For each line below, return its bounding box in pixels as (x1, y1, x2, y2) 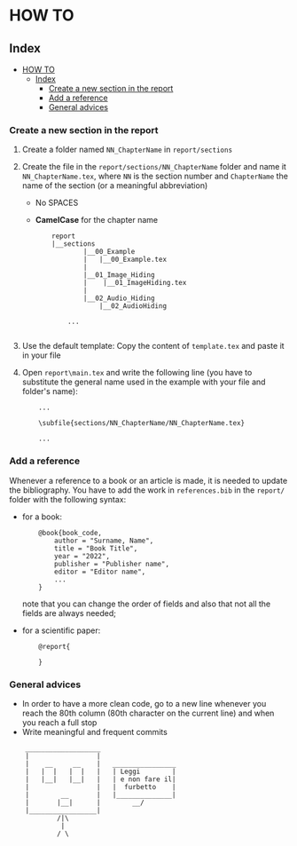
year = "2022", (54, 551, 111, 560)
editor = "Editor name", (54, 567, 146, 576)
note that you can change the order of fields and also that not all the (21, 598, 271, 609)
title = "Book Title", (54, 543, 138, 553)
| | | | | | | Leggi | (25, 767, 176, 776)
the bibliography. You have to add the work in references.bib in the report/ (9, 485, 285, 495)
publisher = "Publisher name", (54, 559, 170, 568)
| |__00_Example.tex (82, 255, 167, 265)
